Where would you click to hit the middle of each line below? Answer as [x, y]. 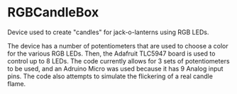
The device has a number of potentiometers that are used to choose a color [118, 46]
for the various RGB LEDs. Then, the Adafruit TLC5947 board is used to [111, 53]
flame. [17, 83]
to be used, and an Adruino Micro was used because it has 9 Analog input [115, 68]
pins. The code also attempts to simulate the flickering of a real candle [110, 76]
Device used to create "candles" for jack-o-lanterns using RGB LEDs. [108, 32]
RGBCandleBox [53, 12]
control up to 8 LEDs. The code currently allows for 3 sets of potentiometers [118, 61]
